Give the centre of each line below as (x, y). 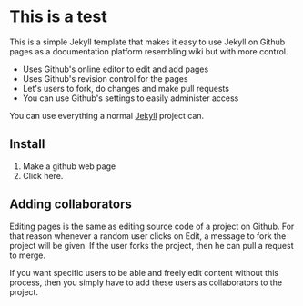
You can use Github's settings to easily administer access (131, 98)
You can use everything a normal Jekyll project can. (107, 115)
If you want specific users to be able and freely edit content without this (144, 272)
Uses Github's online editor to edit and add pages (116, 69)
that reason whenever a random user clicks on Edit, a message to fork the (148, 236)
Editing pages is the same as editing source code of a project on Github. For (152, 226)
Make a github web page (69, 166)
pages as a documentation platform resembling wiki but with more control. (149, 51)
